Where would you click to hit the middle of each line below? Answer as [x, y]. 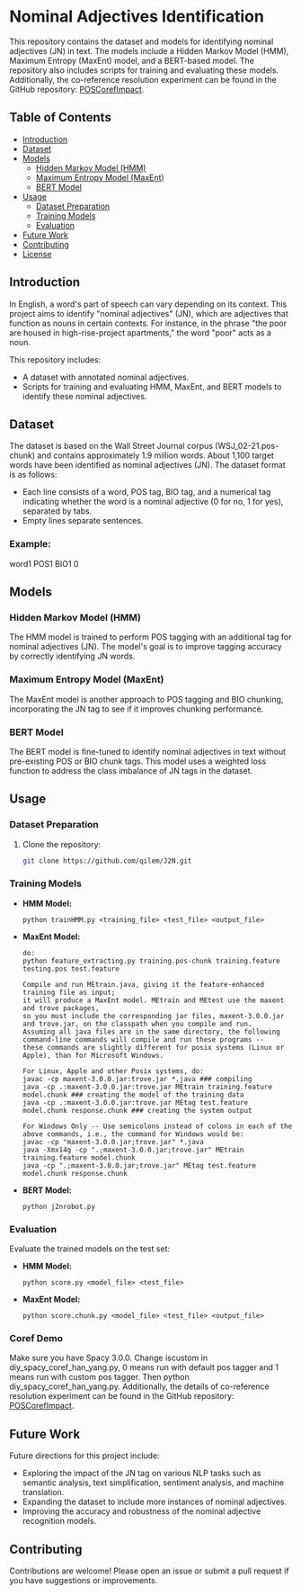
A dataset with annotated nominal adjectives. [106, 377]
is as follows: [33, 475]
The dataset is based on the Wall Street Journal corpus [111, 446]
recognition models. [59, 1521]
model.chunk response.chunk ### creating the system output [137, 1110]
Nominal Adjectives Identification [137, 17]
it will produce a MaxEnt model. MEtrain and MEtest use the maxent [153, 1000]
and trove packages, [61, 1008]
